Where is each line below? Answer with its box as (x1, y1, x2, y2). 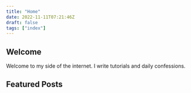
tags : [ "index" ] (6, 25, 46, 31)
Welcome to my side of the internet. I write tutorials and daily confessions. (6, 62, 186, 69)
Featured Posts (6, 79, 63, 89)
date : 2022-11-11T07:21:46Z (6, 14, 75, 20)
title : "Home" (6, 8, 41, 15)
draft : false (6, 19, 38, 25)
